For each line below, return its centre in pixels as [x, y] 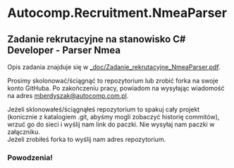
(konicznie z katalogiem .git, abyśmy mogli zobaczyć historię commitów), [113, 117]
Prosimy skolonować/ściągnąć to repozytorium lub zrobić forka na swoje [113, 80]
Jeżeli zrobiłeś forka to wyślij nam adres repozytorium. [87, 139]
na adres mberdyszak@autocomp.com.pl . [68, 96]
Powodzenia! [30, 157]
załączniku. [24, 132]
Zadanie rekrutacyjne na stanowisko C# [97, 39]
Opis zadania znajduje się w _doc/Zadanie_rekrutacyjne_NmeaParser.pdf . [114, 67]
